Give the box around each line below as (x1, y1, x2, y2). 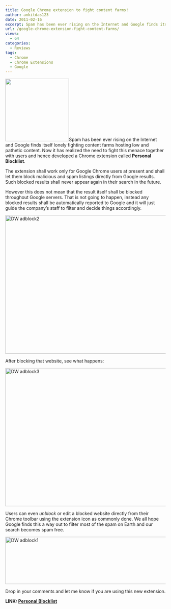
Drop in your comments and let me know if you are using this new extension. (5, 588, 166, 595)
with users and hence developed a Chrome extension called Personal (5, 153, 152, 159)
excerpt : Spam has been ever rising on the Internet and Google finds (5, 21, 158, 27)
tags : (5, 50, 17, 55)
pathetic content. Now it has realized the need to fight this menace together (5, 148, 164, 154)
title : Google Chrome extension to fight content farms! (5, 7, 129, 13)
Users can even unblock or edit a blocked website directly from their (5, 510, 149, 517)
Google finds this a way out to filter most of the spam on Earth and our (5, 521, 153, 527)
